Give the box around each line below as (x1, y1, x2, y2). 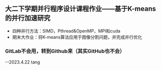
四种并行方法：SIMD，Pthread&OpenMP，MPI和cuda (12, 28, 121, 34)
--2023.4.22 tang (5, 59, 40, 65)
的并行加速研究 (5, 14, 51, 22)
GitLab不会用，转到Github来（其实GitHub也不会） (5, 47, 125, 54)
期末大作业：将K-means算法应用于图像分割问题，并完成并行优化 (12, 34, 142, 40)
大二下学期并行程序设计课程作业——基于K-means (5, 4, 156, 13)
